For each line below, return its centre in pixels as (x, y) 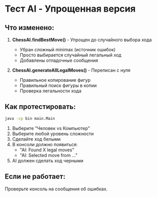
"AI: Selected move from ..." (49, 155)
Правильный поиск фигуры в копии (58, 85)
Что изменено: (29, 28)
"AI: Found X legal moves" (47, 150)
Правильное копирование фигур (55, 80)
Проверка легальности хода (51, 91)
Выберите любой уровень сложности (53, 134)
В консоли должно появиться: (45, 144)
